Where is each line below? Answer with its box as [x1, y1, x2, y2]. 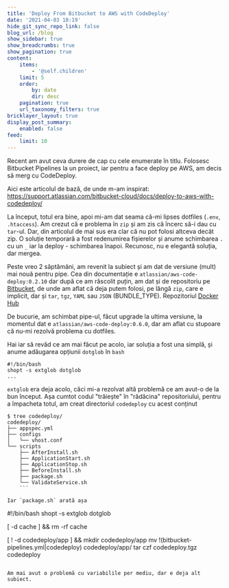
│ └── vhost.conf [7, 437, 63, 444]
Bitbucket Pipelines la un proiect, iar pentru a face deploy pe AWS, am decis [7, 164, 222, 173]
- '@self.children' [32, 67, 88, 74]
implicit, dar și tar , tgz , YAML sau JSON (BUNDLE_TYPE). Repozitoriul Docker [7, 292, 219, 300]
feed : [7, 131, 23, 138]
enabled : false [19, 125, 63, 132]
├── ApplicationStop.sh [19, 461, 88, 468]
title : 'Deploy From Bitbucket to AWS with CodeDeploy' [7, 10, 170, 17]
